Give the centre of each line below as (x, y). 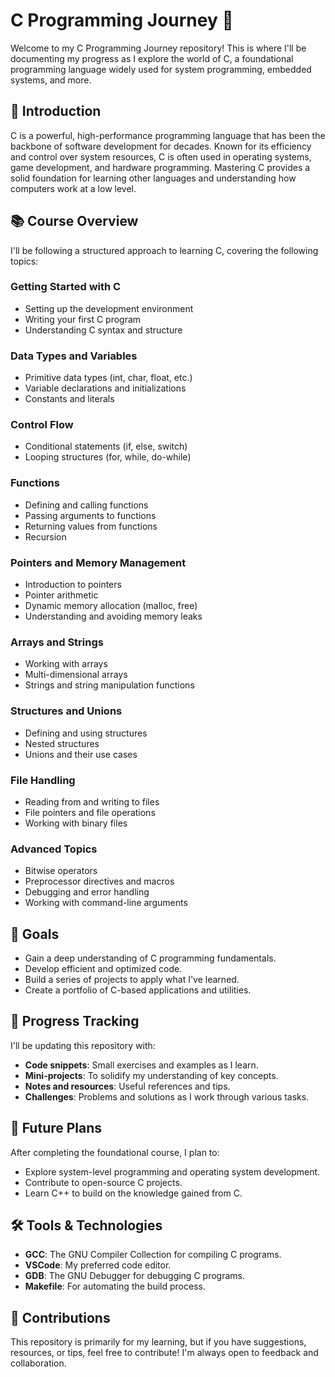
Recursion (45, 536)
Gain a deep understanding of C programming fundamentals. (150, 958)
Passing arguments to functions (90, 515)
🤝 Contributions (60, 1317)
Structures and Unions (66, 711)
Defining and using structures (86, 733)
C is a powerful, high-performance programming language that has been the (168, 135)
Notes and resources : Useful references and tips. (127, 1086)
